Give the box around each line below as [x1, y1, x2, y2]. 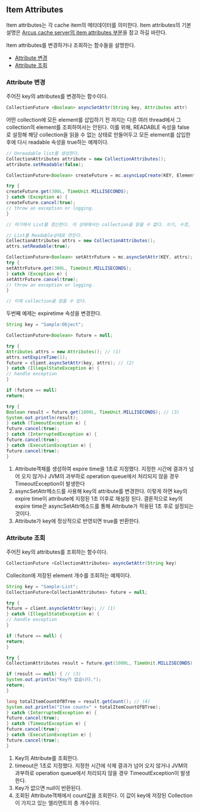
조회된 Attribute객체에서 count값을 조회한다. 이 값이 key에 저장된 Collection [14, 792, 193, 799]
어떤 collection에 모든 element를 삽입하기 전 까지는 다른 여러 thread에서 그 [6, 116, 182, 123]
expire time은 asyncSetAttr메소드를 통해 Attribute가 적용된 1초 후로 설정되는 [14, 502, 194, 510]
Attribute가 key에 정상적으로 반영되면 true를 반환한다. [14, 517, 140, 524]
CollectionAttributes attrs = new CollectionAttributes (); [6, 238, 156, 244]
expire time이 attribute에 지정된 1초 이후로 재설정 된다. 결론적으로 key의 [14, 495, 183, 502]
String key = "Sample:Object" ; [6, 322, 84, 328]
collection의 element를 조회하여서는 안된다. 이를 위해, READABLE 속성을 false [6, 124, 189, 131]
